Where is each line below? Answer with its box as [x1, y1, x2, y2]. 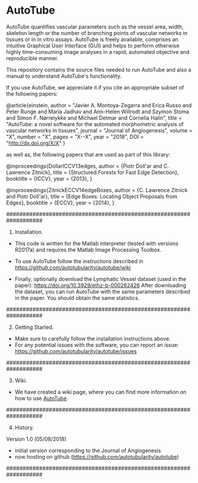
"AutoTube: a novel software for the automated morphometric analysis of [6, 120, 184, 127]
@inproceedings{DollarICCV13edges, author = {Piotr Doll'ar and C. [6, 162, 170, 169]
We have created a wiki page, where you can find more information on [14, 388, 187, 395]
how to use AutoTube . [14, 395, 68, 402]
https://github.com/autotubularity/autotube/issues [14, 347, 138, 354]
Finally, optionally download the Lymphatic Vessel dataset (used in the [14, 275, 187, 282]
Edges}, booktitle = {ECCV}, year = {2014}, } [6, 199, 114, 206]
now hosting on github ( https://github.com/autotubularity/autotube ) [14, 453, 179, 460]
